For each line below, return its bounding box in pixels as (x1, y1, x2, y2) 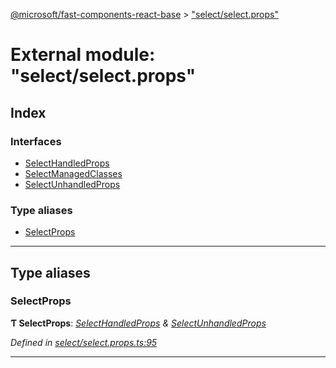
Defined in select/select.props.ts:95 (10, 336, 158, 348)
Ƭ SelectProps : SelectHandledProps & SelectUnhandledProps (10, 317, 267, 329)
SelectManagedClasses (24, 167, 123, 179)
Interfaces (10, 134, 62, 148)
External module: (10, 44, 156, 66)
